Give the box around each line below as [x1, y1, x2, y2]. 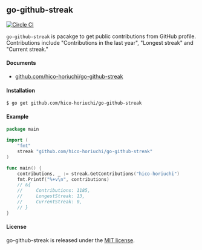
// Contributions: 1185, [17, 188, 91, 194]
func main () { [6, 165, 42, 171]
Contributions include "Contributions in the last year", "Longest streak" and [6, 39, 194, 46]
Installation [6, 87, 35, 94]
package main [6, 127, 39, 133]
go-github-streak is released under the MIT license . [6, 236, 135, 244]
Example [6, 113, 29, 120]
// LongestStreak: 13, [17, 193, 85, 199]
